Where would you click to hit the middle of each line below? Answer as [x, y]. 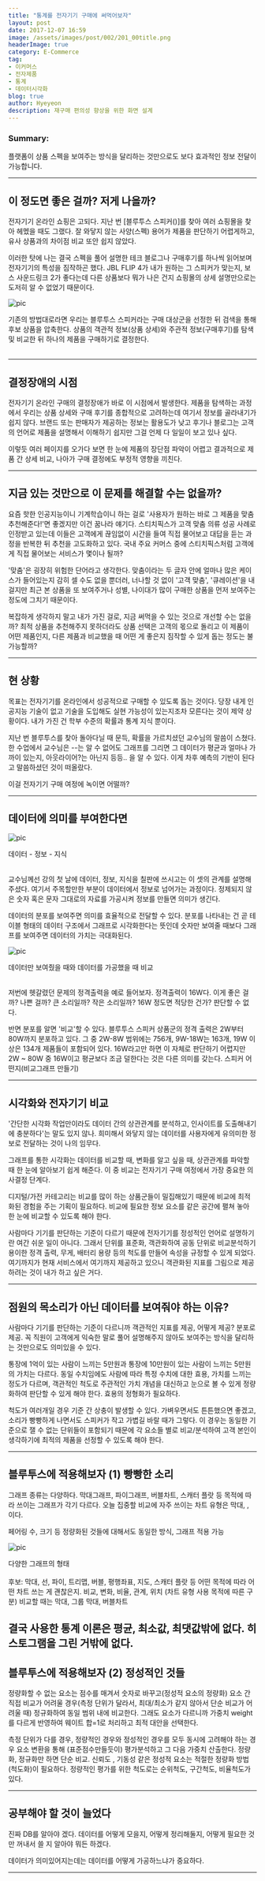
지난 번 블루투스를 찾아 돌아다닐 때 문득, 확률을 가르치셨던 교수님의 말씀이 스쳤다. [132, 737]
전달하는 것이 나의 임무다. [62, 1143]
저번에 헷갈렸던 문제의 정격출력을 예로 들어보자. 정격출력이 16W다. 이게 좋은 [124, 993]
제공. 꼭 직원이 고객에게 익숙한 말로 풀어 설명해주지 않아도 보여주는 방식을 [121, 1337]
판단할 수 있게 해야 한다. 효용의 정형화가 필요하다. [105, 1393]
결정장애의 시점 [43, 382]
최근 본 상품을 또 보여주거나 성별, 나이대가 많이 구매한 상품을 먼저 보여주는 [142, 590]
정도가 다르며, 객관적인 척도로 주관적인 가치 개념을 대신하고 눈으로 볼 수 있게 [125, 1384]
